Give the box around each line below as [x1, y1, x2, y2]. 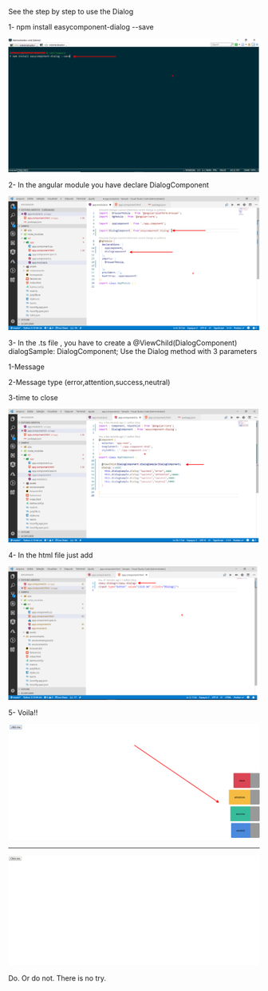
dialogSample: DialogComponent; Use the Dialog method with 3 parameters [8, 346, 258, 356]
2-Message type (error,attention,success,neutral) [8, 377, 171, 387]
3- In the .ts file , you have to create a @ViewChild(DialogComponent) [8, 338, 238, 348]
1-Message [8, 362, 45, 372]
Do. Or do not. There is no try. [8, 973, 106, 983]
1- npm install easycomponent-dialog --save [8, 22, 154, 31]
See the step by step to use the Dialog [8, 7, 134, 16]
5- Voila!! [8, 707, 38, 717]
